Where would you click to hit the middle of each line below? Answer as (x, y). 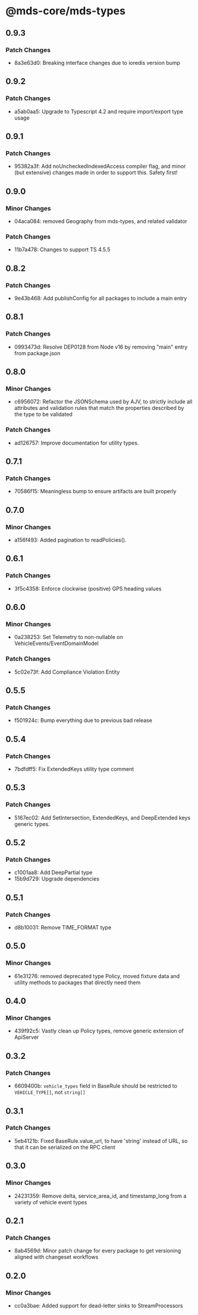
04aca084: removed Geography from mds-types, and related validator (101, 221)
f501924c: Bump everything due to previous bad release (83, 721)
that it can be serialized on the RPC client (65, 1147)
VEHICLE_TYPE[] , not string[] (50, 1092)
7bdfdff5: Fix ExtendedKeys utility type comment (74, 769)
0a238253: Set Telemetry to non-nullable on (68, 637)
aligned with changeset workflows (56, 1257)
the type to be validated (43, 414)
